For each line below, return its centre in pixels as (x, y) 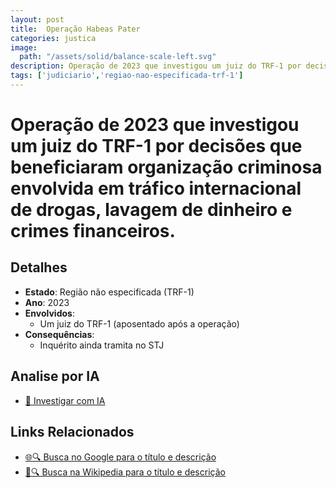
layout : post (37, 19)
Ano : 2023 (47, 302)
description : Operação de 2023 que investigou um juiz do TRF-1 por (156, 66)
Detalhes (39, 267)
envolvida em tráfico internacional (156, 188)
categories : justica (53, 38)
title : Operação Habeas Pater (75, 29)
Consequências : (59, 334)
